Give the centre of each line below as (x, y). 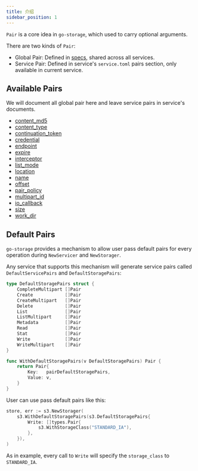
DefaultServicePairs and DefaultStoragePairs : (64, 273)
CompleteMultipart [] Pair (49, 289)
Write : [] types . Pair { (55, 422)
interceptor (28, 159)
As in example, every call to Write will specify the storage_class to (88, 456)
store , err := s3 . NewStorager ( (45, 411)
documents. (21, 109)
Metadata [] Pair (49, 323)
